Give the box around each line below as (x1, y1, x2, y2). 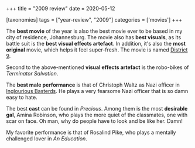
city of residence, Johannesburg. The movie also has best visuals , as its (6, 34, 182, 40)
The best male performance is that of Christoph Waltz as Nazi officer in (6, 81, 180, 88)
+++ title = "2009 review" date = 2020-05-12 (6, 5, 115, 12)
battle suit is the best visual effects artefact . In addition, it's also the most (6, 40, 186, 47)
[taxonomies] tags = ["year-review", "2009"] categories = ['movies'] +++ (6, 16, 183, 23)
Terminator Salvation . (6, 70, 59, 77)
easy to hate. (6, 94, 37, 101)
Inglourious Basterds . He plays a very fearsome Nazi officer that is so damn (6, 88, 189, 94)
